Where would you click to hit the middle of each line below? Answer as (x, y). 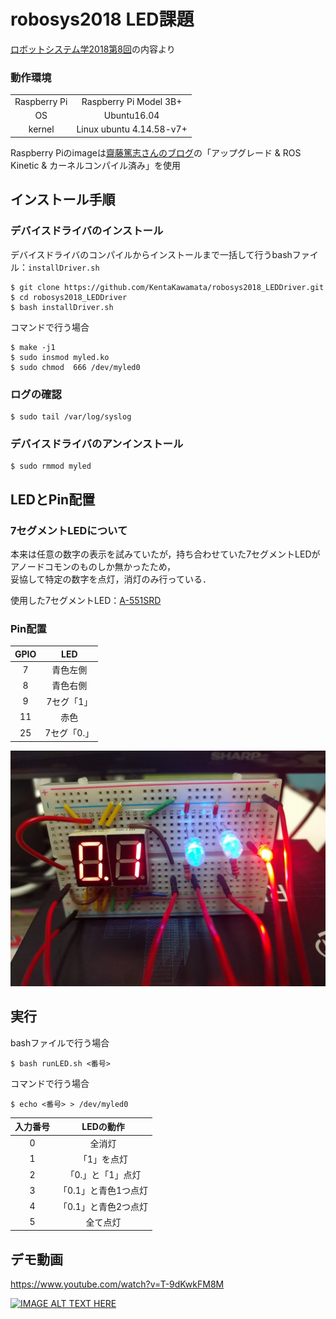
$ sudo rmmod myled (51, 466)
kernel (41, 129)
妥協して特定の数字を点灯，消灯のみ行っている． (111, 579)
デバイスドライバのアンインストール (97, 443)
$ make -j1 (33, 347)
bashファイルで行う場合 (60, 1042)
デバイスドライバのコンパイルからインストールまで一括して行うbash (151, 254)
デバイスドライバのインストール (87, 231)
